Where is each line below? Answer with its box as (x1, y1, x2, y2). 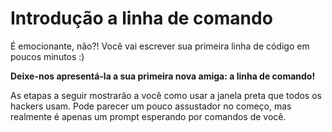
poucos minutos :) (10, 50, 85, 62)
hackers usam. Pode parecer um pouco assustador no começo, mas (10, 100, 292, 112)
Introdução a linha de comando (10, 7, 273, 30)
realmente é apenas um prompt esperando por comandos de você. (10, 110, 287, 122)
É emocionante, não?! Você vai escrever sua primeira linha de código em (10, 40, 310, 52)
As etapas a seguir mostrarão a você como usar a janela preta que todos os (10, 89, 322, 101)
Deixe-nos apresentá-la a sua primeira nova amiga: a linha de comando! (10, 70, 316, 82)
